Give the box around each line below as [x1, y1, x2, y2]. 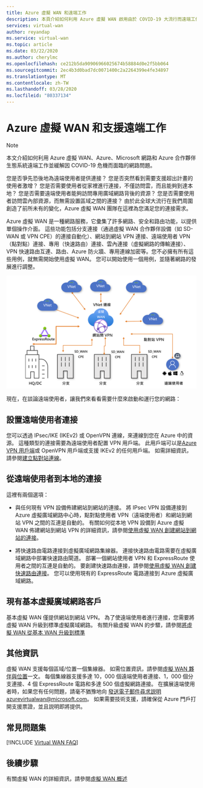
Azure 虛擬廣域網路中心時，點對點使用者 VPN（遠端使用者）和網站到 [14, 511, 187, 518]
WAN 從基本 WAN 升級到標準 [13, 628, 86, 636]
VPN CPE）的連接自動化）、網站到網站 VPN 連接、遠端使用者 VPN [27, 233, 190, 240]
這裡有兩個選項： [6, 491, 49, 498]
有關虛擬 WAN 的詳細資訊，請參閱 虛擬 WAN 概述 [6, 775, 128, 783]
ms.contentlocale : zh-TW [6, 80, 69, 86]
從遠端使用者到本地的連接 [6, 474, 101, 484]
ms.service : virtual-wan [6, 35, 69, 42]
